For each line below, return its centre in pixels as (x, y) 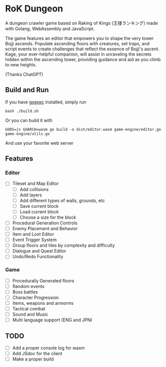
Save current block (39, 206)
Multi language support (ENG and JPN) (52, 320)
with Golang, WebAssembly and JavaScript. (50, 28)
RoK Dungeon (34, 9)
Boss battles (25, 292)
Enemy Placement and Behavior (45, 228)
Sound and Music (30, 314)
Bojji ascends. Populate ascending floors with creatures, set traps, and (78, 43)
